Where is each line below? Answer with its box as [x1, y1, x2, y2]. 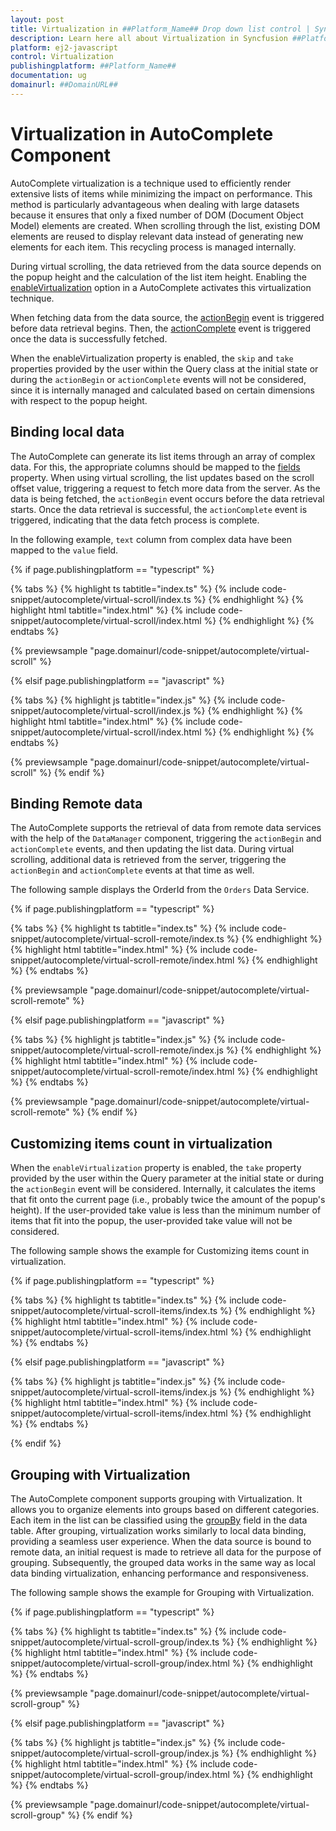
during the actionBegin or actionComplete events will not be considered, [10, 373, 307, 385]
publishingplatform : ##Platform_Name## [10, 61, 177, 71]
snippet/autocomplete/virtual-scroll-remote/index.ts [10, 933, 225, 945]
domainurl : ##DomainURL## [10, 80, 118, 90]
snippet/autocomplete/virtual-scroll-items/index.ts [10, 1305, 218, 1317]
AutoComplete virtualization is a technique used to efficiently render [10, 177, 292, 189]
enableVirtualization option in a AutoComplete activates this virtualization [10, 281, 312, 293]
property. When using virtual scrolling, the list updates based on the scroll [10, 471, 315, 483]
